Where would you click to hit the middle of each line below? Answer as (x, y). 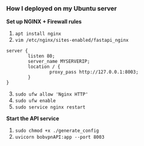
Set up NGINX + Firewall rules (44, 22)
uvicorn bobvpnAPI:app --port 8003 (60, 138)
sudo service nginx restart (50, 107)
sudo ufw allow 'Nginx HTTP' (52, 95)
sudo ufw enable (35, 101)
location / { (44, 67)
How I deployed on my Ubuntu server (62, 8)
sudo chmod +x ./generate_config (57, 131)
